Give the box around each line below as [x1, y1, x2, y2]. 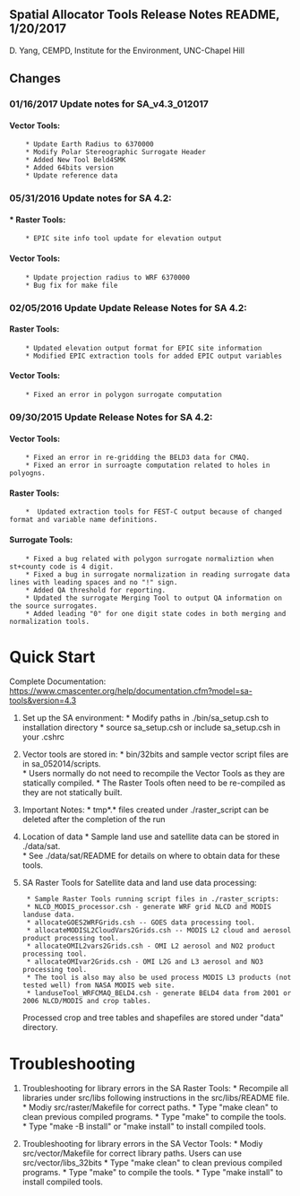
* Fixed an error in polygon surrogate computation [25, 390, 222, 399]
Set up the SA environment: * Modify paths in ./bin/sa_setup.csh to [21, 713, 269, 724]
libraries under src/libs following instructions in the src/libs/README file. [21, 1093, 290, 1104]
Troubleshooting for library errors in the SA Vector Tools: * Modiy [21, 1139, 263, 1149]
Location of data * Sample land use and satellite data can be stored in [21, 831, 279, 842]
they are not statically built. [21, 787, 123, 798]
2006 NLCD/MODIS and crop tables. [21, 997, 151, 1006]
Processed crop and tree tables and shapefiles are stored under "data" [21, 1012, 284, 1023]
